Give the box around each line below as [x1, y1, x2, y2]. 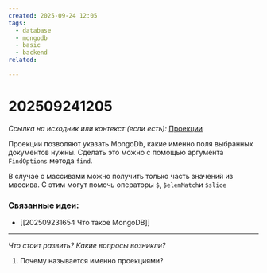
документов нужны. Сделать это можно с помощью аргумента [8, 147, 224, 157]
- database [15, 26, 52, 34]
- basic [15, 41, 41, 49]
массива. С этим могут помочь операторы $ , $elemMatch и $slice [8, 180, 226, 189]
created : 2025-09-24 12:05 [8, 11, 98, 20]
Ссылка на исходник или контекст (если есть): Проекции [8, 123, 203, 133]
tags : [8, 19, 26, 27]
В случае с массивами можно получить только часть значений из [8, 171, 234, 181]
